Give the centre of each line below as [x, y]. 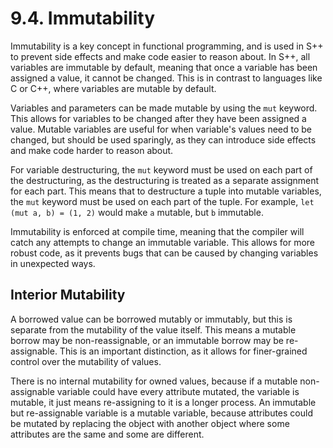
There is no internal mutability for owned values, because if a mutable [154, 381]
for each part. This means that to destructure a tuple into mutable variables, [166, 191]
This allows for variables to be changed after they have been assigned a [158, 118]
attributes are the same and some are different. [107, 434]
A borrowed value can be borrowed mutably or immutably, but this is [151, 319]
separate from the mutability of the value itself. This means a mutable [153, 329]
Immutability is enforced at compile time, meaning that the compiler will [157, 231]
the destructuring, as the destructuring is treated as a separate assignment [165, 180]
